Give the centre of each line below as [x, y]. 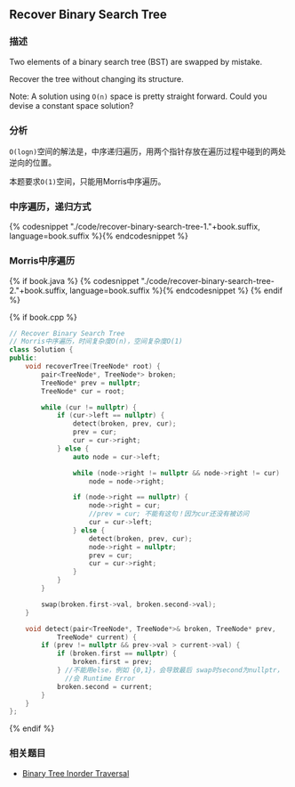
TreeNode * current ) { [97, 637]
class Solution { [41, 350]
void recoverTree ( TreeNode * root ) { [93, 367]
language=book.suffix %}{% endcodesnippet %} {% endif [176, 290]
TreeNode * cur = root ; [83, 391]
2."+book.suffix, [39, 290]
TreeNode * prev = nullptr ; [91, 383]
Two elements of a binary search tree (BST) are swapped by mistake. [136, 61]
